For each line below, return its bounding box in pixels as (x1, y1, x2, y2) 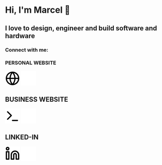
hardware (5, 31, 35, 40)
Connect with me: (5, 46, 49, 53)
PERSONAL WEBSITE (5, 59, 56, 66)
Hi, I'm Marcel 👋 (5, 4, 70, 16)
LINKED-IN (5, 133, 39, 141)
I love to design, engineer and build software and (5, 24, 157, 32)
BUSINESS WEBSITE (5, 95, 69, 104)
